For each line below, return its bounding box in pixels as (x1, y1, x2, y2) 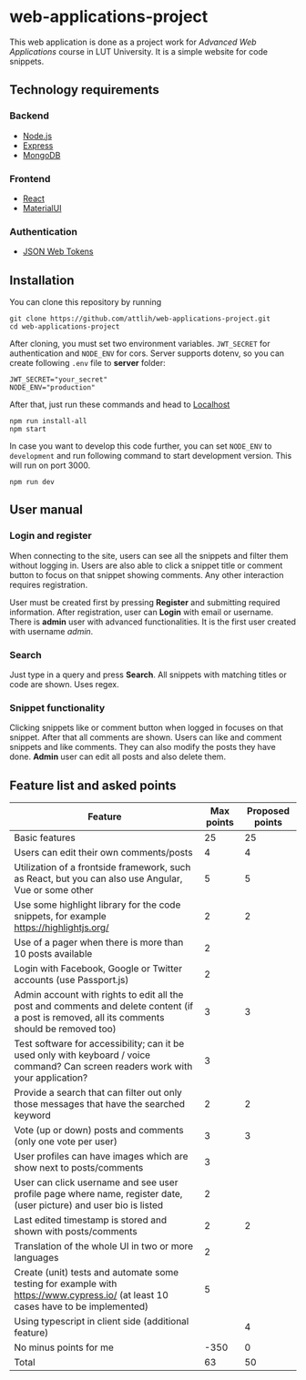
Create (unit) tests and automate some (14, 1266, 179, 1279)
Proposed (247, 805, 290, 817)
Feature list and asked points (9, 777, 177, 793)
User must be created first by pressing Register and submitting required (9, 596, 280, 607)
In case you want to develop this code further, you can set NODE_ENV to (9, 441, 272, 452)
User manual (9, 502, 84, 518)
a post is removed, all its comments (14, 1011, 165, 1024)
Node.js (22, 130, 53, 141)
